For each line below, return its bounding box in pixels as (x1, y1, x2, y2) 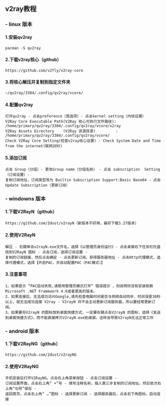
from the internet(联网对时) (5, 144, 63, 149)
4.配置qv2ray (5, 101, 33, 107)
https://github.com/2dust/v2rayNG (5, 352, 77, 357)
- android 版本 (5, 327, 40, 334)
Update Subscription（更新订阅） (5, 183, 70, 188)
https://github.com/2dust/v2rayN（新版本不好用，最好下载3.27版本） (5, 221, 139, 226)
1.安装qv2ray (5, 34, 32, 40)
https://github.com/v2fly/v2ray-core (5, 68, 83, 73)
